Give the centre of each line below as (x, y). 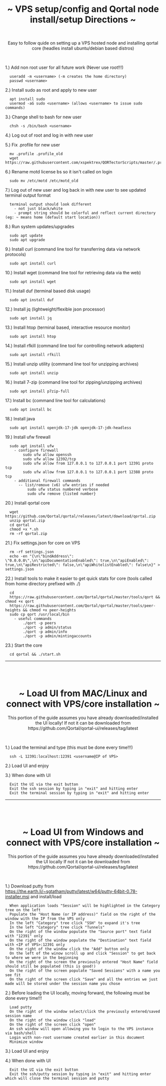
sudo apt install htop (33, 336)
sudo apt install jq (31, 318)
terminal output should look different (51, 204)
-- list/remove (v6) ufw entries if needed (64, 485)
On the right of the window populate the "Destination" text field (81, 940)
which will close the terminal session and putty (57, 1078)
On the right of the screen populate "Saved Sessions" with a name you (85, 971)
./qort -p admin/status (47, 627)
